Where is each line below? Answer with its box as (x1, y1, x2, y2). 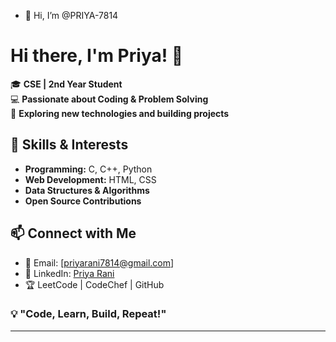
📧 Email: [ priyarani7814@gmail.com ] (24, 256, 175, 269)
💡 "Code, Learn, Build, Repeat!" (10, 307, 167, 321)
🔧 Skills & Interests (10, 136, 129, 154)
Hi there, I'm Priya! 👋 (10, 45, 184, 67)
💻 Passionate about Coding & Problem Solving (10, 93, 209, 105)
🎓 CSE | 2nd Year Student (10, 78, 123, 90)
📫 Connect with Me (10, 225, 137, 242)
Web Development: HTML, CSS (24, 173, 157, 185)
